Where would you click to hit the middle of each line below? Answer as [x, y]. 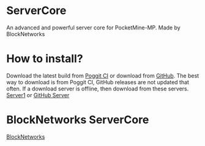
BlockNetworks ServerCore [78, 120]
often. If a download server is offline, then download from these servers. [98, 89]
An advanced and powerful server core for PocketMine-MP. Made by [93, 27]
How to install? [45, 59]
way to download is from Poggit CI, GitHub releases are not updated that [98, 82]
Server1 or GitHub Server [38, 95]
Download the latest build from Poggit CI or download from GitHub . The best [103, 75]
